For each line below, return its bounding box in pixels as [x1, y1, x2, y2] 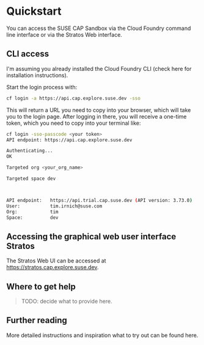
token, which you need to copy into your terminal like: [6, 119, 142, 127]
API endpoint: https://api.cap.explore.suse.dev [6, 136, 133, 143]
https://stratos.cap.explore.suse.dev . [6, 264, 99, 271]
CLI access [6, 49, 49, 59]
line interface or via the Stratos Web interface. [6, 31, 122, 38]
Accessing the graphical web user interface [6, 231, 177, 242]
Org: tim [6, 209, 59, 215]
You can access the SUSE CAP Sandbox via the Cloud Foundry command [6, 24, 191, 32]
